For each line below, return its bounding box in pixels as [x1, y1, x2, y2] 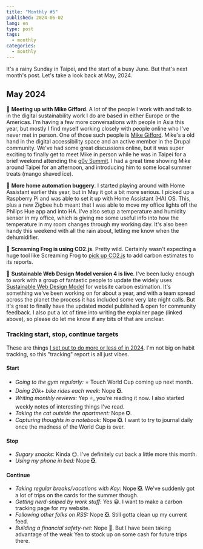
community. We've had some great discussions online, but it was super [6, 144, 184, 151]
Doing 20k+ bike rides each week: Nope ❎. [15, 387, 123, 395]
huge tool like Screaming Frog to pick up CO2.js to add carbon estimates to [6, 252, 194, 259]
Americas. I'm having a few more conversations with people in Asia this [6, 118, 185, 125]
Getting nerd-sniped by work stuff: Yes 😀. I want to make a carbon [15, 498, 183, 505]
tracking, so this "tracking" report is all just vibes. [6, 350, 129, 357]
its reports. [6, 258, 33, 265]
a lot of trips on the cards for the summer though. [15, 492, 139, 499]
